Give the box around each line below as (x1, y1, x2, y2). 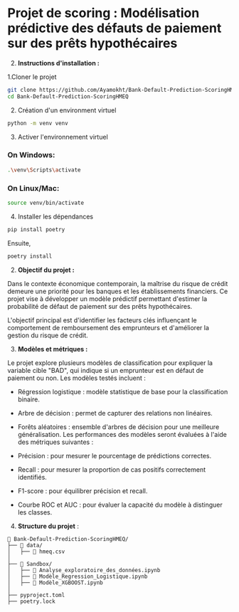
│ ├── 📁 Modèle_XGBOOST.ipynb (7, 579, 103, 586)
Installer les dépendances (17, 212, 94, 221)
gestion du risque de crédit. (7, 331, 89, 339)
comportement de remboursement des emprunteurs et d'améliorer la (7, 323, 210, 332)
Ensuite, (7, 238, 31, 247)
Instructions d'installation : (17, 58, 100, 67)
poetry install (7, 253, 53, 260)
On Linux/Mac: (7, 183, 60, 193)
